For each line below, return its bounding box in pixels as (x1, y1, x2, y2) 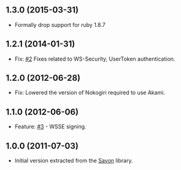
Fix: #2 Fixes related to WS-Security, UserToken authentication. (14, 55, 175, 62)
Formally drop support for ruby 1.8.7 (14, 21, 106, 28)
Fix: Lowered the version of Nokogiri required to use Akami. (14, 89, 166, 97)
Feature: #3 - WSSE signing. (14, 123, 87, 130)
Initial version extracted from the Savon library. (14, 157, 133, 164)
